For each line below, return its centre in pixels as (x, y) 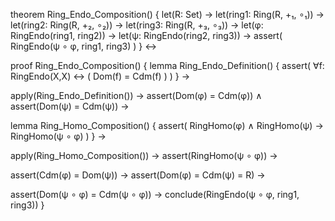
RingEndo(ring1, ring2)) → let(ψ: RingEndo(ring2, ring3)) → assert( (146, 35)
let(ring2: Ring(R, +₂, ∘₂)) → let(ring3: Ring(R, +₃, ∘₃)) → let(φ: (137, 25)
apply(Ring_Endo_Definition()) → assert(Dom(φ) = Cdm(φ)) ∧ (136, 95)
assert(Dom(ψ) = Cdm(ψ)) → (70, 106)
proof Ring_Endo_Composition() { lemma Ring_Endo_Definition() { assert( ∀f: (167, 65)
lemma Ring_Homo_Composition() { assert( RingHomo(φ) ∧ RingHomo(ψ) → (167, 125)
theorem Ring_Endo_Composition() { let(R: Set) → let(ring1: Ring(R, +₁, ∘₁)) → (167, 14)
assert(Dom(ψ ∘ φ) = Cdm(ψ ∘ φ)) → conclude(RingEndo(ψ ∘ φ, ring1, (155, 194)
